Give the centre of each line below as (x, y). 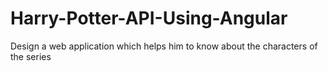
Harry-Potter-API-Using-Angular (149, 18)
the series (31, 56)
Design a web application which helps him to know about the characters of (164, 46)
